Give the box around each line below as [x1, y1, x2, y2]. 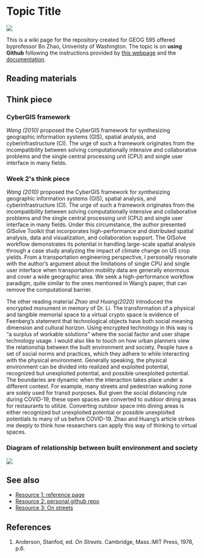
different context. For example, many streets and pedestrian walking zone [6, 383, 192, 390]
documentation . [6, 55, 46, 63]
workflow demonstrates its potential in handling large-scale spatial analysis [6, 240, 195, 248]
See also [6, 475, 40, 485]
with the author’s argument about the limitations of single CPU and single [6, 260, 190, 267]
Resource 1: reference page [15, 491, 85, 499]
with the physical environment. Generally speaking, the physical [6, 357, 167, 364]
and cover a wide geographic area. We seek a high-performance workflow [6, 273, 194, 280]
